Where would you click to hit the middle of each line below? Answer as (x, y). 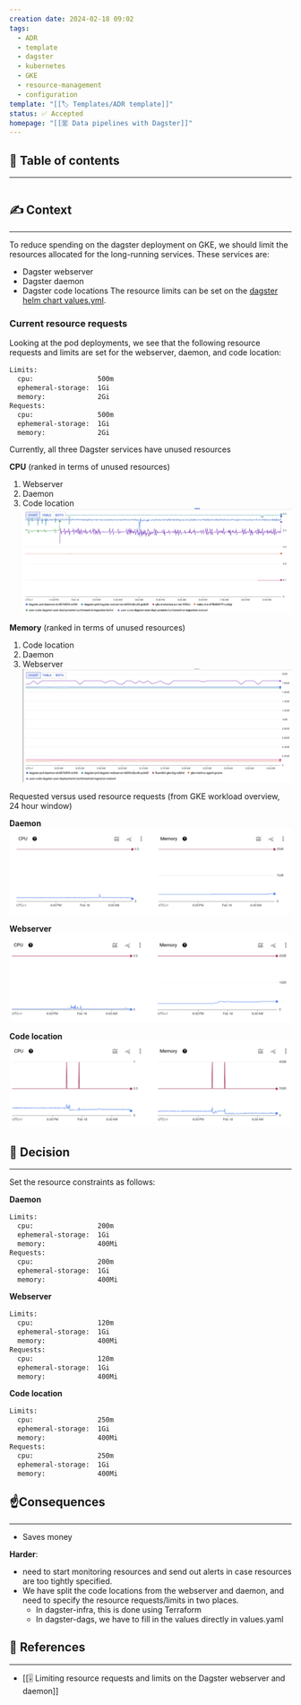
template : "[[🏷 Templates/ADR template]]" (91, 104)
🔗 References (47, 1647)
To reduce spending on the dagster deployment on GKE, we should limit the (149, 244)
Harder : (24, 1554)
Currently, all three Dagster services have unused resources (120, 449)
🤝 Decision (39, 1152)
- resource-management (60, 85)
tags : (19, 28)
